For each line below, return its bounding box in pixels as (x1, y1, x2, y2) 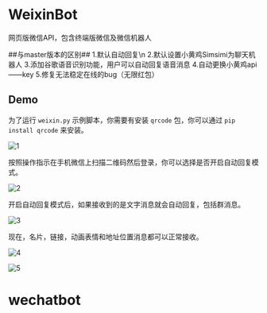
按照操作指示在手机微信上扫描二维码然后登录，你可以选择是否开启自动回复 (8, 157, 252, 167)
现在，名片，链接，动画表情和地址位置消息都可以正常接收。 (8, 232, 203, 242)
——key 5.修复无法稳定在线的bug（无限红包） (8, 69, 159, 79)
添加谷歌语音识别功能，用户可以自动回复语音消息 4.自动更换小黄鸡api (30, 60, 257, 69)
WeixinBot (8, 6, 78, 24)
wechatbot (8, 291, 81, 309)
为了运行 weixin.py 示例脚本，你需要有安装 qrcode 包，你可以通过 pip (8, 115, 236, 125)
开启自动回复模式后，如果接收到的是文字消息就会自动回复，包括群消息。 (8, 199, 245, 209)
